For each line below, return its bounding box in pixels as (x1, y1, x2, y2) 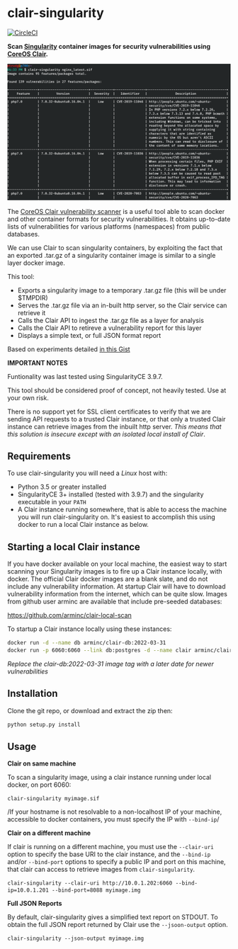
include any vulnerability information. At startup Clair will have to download (7, 582, 226, 591)
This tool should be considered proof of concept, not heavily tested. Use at (7, 386, 227, 394)
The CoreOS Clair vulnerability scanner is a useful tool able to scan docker (7, 207, 225, 215)
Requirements (7, 450, 71, 462)
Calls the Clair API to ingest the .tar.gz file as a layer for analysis (17, 316, 204, 324)
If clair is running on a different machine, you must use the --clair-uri (7, 843, 214, 851)
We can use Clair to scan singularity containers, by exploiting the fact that (7, 243, 223, 252)
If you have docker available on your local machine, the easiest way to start (7, 559, 227, 568)
